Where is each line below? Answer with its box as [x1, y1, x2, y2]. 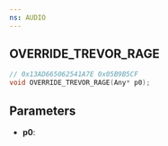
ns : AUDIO [9, 13, 47, 22]
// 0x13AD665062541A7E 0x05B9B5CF [9, 70, 139, 79]
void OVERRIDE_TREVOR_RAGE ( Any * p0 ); [9, 78, 151, 88]
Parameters [9, 103, 76, 118]
